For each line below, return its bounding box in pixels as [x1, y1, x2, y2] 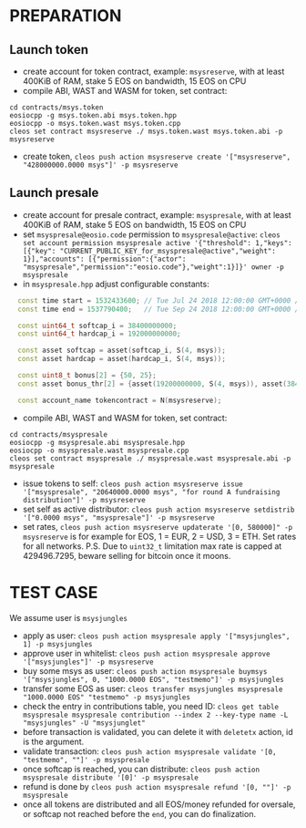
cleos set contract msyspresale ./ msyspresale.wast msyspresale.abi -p [9, 453, 291, 463]
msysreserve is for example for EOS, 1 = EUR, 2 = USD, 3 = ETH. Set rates [22, 531, 297, 542]
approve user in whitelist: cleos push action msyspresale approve [22, 647, 270, 658]
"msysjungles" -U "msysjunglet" [22, 718, 146, 728]
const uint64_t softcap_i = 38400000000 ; [17, 321, 178, 330]
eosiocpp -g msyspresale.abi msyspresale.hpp [9, 438, 185, 447]
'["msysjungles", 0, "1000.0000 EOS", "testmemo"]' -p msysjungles [22, 675, 284, 684]
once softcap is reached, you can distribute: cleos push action [22, 763, 260, 774]
